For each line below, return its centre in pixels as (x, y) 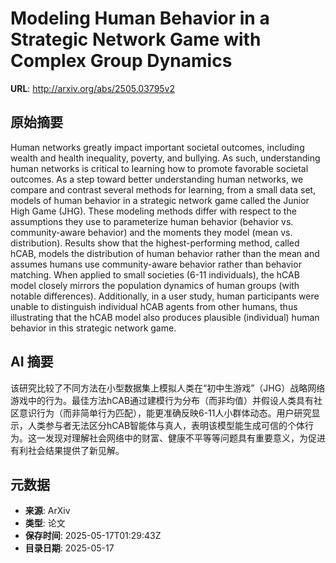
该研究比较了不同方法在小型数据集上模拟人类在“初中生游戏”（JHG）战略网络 (168, 388)
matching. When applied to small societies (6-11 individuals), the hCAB (155, 274)
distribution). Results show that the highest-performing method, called (155, 243)
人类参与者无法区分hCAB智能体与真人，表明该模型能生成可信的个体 (166, 425)
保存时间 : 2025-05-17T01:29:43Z (93, 536)
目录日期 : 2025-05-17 (69, 548)
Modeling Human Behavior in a (140, 18)
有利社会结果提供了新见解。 (67, 450)
